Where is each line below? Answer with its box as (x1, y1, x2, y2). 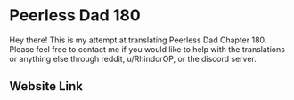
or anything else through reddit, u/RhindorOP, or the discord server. (9, 53, 257, 64)
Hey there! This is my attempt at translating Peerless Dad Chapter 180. (9, 35, 267, 45)
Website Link (9, 79, 83, 94)
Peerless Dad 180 (9, 5, 141, 26)
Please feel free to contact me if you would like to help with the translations (9, 43, 285, 54)
